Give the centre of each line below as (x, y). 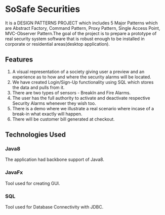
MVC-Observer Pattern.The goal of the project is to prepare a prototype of (81, 33)
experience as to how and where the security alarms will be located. (82, 77)
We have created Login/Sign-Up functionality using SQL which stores (83, 82)
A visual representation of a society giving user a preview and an (78, 72)
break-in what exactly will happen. (47, 114)
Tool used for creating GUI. (33, 183)
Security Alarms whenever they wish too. (54, 103)
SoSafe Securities (43, 9)
